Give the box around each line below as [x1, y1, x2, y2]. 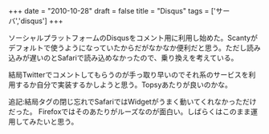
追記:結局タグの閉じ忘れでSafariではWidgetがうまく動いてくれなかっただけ [8, 97, 257, 106]
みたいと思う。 [29, 117, 79, 126]
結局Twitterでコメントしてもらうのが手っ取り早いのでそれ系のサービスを [8, 70, 249, 79]
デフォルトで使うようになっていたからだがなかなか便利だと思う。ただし [8, 43, 247, 53]
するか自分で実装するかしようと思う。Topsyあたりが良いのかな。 [14, 80, 233, 89]
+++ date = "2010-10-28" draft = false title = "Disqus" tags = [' [8, 6, 217, 15]
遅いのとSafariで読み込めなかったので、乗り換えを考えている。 [29, 53, 238, 62]
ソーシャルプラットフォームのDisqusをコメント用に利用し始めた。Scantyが [8, 33, 259, 42]
